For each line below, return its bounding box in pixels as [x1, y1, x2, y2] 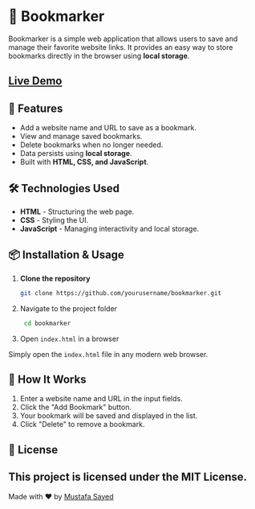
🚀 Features [8, 101, 63, 115]
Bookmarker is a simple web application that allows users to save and [8, 34, 238, 43]
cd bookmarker [23, 319, 71, 327]
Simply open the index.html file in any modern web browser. [8, 349, 208, 359]
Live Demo [8, 74, 63, 88]
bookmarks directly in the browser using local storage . [8, 51, 190, 60]
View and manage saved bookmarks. [19, 132, 143, 142]
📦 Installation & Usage [8, 248, 124, 262]
